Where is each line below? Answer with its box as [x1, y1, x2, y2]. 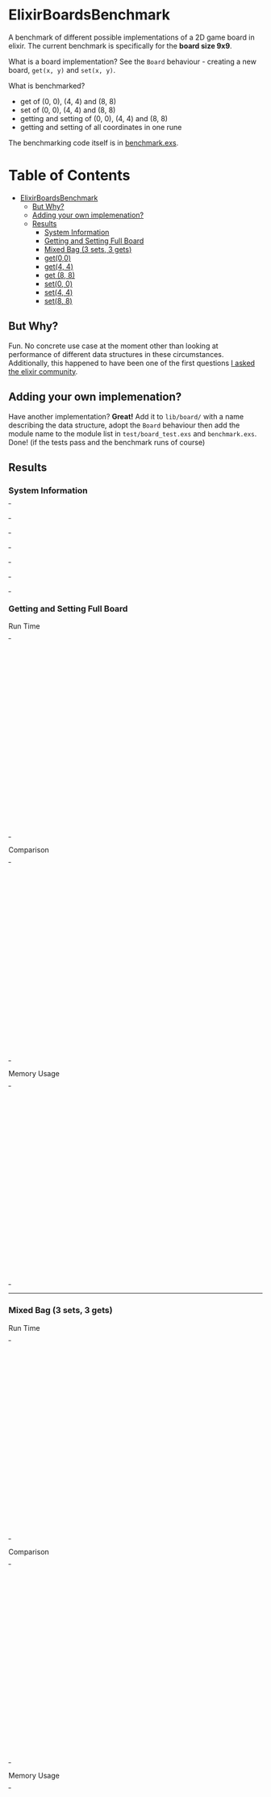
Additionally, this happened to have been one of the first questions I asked [8, 358, 256, 368]
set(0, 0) [44, 279, 73, 288]
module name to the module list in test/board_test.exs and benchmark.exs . [8, 428, 257, 438]
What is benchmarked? [8, 81, 85, 90]
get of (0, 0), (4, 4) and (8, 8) [19, 96, 117, 106]
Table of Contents [8, 166, 131, 185]
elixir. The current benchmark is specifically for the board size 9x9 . [8, 40, 232, 50]
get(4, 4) [44, 261, 74, 271]
